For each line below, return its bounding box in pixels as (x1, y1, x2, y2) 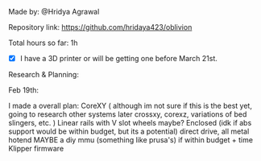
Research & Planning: (8, 70, 79, 80)
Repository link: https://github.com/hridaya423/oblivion (8, 23, 193, 31)
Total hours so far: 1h (8, 38, 78, 47)
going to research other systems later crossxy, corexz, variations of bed (8, 109, 247, 119)
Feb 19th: (8, 85, 39, 95)
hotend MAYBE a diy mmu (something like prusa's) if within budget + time (8, 135, 254, 145)
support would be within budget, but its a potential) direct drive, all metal (8, 126, 250, 136)
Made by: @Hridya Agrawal (8, 7, 100, 16)
